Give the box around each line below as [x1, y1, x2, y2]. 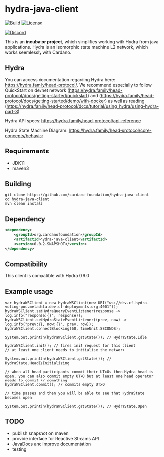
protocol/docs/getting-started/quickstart [5, 92, 88, 98]
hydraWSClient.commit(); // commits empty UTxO [5, 382, 105, 387]
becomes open [5, 395, 32, 400]
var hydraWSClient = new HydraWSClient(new [5, 300, 96, 305]
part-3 [5, 108, 18, 114]
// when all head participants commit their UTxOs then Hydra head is [5, 369, 154, 375]
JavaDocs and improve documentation [12, 441, 91, 447]
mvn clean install [5, 201, 43, 206]
